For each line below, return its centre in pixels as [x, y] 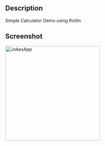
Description [24, 8]
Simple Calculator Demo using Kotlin [43, 20]
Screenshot [24, 37]
